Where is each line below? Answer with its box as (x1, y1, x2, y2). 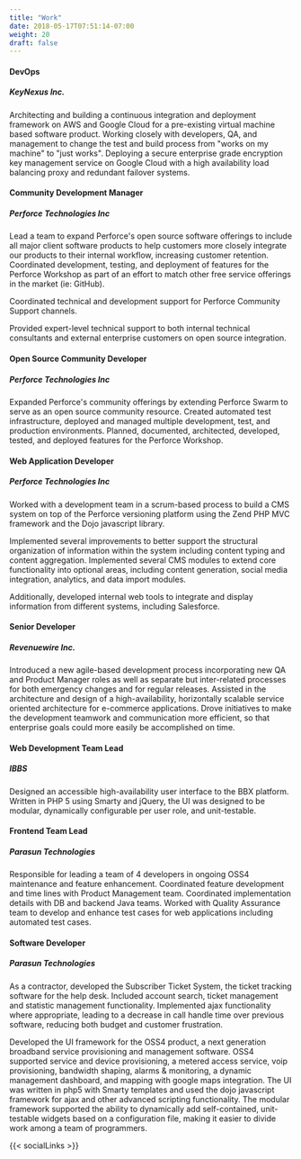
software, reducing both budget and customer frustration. (9, 1019, 223, 1029)
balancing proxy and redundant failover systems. (9, 167, 190, 177)
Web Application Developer (9, 456, 114, 466)
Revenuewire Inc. (9, 641, 76, 653)
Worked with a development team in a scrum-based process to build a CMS (9, 499, 290, 510)
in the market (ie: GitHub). (9, 278, 105, 289)
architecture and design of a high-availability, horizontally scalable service (9, 693, 285, 704)
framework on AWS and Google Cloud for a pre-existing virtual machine (9, 119, 276, 130)
